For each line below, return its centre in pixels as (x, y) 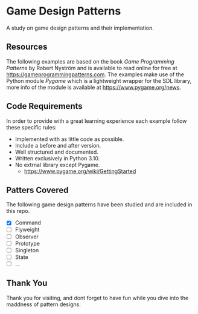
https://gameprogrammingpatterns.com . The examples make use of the (95, 74)
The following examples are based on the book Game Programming (91, 61)
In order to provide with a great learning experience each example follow (97, 121)
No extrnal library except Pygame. (57, 165)
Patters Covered (37, 190)
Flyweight (27, 230)
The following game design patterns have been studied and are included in (99, 204)
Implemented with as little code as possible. (69, 139)
